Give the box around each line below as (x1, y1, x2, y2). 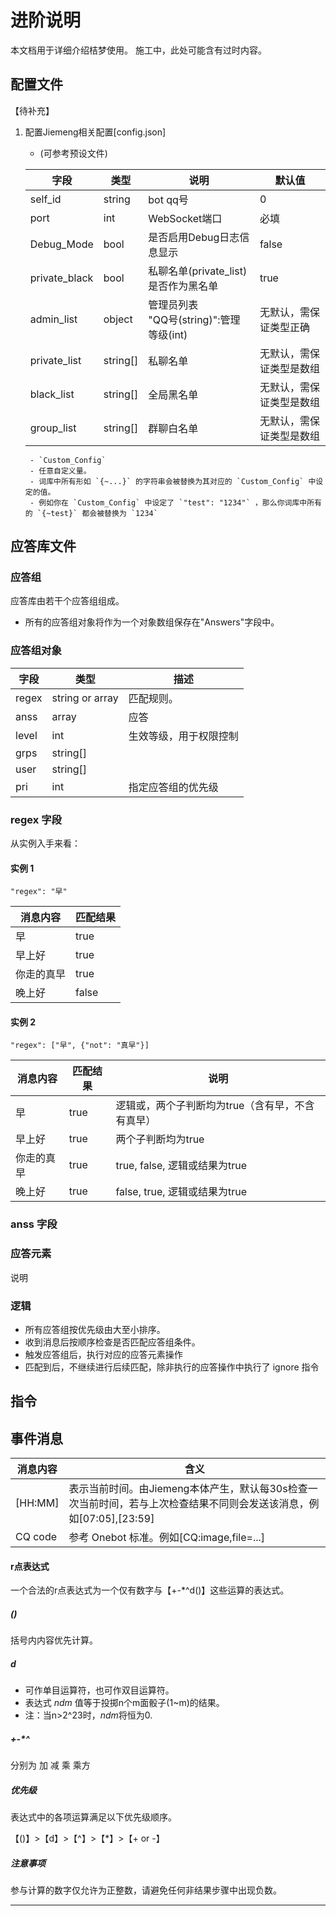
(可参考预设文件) (39, 147, 108, 159)
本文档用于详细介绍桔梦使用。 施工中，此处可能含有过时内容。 (10, 44, 267, 56)
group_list (29, 421, 77, 435)
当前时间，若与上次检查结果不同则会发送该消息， (78, 1497, 310, 1511)
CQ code (15, 1530, 58, 1544)
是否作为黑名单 (148, 279, 219, 293)
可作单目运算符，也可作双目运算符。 (24, 1684, 175, 1696)
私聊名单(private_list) (148, 264, 248, 278)
